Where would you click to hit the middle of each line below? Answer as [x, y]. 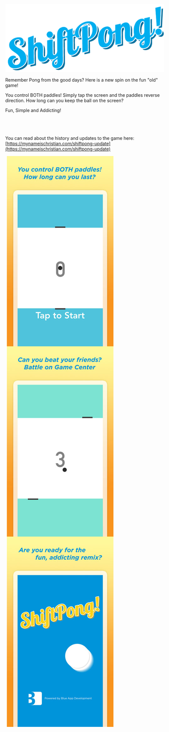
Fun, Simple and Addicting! [33, 110]
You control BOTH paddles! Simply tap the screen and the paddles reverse [82, 95]
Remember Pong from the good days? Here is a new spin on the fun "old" [81, 80]
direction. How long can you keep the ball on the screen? [64, 101]
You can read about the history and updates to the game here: [70, 138]
